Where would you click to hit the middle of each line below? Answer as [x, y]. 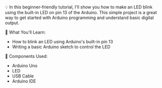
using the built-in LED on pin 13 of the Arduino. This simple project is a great [81, 12]
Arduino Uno [25, 66]
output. [12, 23]
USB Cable [23, 76]
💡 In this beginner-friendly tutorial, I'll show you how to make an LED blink [79, 7]
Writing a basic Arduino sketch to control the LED [61, 47]
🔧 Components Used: [26, 56]
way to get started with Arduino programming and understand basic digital [80, 18]
